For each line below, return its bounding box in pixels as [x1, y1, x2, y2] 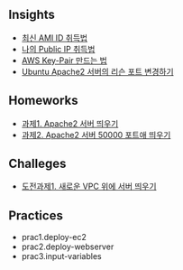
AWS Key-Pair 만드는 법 [21, 54, 107, 66]
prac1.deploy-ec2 [21, 232, 87, 243]
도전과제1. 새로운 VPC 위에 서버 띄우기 [21, 181, 157, 192]
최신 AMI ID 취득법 [21, 32, 87, 43]
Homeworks [8, 93, 78, 108]
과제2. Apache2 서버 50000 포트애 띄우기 [21, 129, 171, 140]
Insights [8, 7, 56, 23]
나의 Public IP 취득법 [21, 43, 96, 54]
